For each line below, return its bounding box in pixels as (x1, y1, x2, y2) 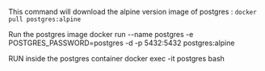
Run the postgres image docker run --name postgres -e (8, 30, 194, 39)
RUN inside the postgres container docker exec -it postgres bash (8, 54, 225, 63)
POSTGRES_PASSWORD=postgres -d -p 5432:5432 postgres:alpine (8, 38, 235, 48)
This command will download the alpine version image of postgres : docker (8, 7, 257, 16)
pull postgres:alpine (8, 15, 82, 23)
